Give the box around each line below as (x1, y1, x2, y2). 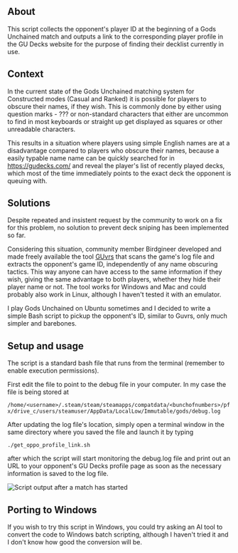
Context (7, 68, 44, 81)
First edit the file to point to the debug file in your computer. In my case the (7, 381, 227, 389)
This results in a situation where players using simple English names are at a (7, 138, 230, 147)
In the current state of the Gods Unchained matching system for (7, 87, 195, 95)
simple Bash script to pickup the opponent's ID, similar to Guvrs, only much (7, 311, 227, 320)
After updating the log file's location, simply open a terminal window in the (7, 420, 225, 429)
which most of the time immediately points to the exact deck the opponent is (7, 169, 232, 177)
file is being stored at (7, 388, 70, 396)
